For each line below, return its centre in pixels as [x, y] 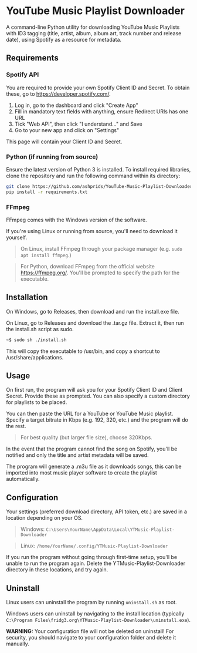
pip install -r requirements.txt [47, 192]
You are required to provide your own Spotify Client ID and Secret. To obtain [98, 87]
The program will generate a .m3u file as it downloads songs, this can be [94, 467]
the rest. [16, 426]
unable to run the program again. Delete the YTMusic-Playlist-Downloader [96, 563]
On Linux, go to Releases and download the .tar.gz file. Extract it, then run [95, 323]
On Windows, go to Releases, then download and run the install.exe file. [93, 311]
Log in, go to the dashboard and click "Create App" [77, 105]
